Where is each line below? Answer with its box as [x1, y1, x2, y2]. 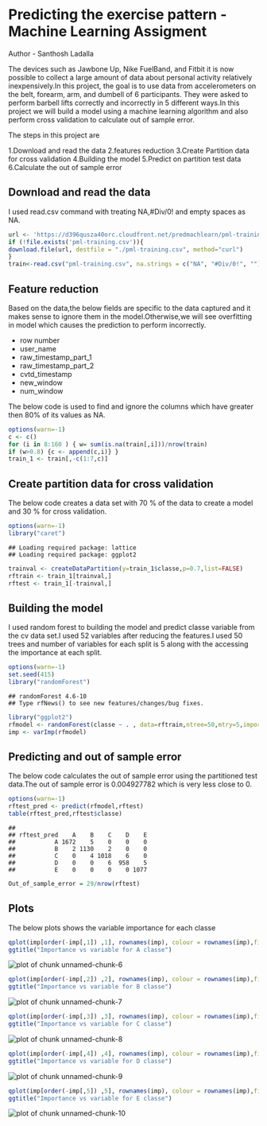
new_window [19, 378, 64, 387]
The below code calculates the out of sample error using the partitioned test [8, 771, 258, 781]
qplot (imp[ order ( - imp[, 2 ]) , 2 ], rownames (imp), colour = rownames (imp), [8, 976, 254, 984]
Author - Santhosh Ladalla [8, 49, 94, 58]
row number [19, 336, 60, 345]
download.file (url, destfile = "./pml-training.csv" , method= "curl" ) [8, 245, 244, 254]
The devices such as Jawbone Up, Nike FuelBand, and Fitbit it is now [8, 64, 234, 73]
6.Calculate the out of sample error [8, 162, 122, 172]
